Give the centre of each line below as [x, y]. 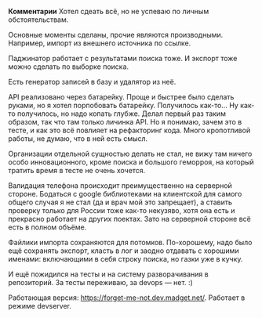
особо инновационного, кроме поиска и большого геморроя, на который [131, 162]
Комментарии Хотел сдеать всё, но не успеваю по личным [109, 11]
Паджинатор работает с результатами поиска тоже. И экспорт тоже [123, 58]
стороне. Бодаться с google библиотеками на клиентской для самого [125, 194]
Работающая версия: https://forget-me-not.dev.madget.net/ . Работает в [127, 298]
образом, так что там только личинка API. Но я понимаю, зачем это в [125, 122]
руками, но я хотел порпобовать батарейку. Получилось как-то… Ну [124, 105]
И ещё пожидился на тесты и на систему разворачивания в [109, 274]
